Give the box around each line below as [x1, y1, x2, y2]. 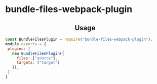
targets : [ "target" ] [16, 60, 60, 65]
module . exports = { [5, 41, 47, 46]
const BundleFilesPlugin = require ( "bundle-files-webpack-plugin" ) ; [5, 37, 153, 42]
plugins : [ [7, 46, 30, 51]
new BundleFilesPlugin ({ [12, 51, 65, 56]
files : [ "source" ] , [16, 55, 58, 61]
